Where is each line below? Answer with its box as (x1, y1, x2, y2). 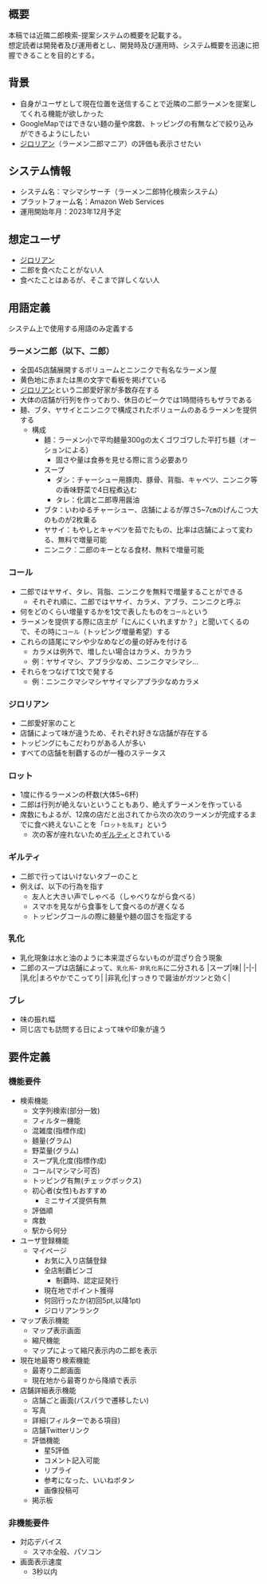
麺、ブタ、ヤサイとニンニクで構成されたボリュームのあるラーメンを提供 (19, 405, 257, 415)
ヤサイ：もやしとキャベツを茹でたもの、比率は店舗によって (43, 525, 239, 535)
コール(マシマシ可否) (31, 1165, 100, 1175)
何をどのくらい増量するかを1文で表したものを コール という (19, 607, 209, 616)
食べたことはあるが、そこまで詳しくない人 (19, 275, 160, 285)
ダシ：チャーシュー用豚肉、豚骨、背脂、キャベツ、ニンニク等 (55, 475, 257, 485)
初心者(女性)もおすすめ (31, 1185, 108, 1195)
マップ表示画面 (31, 1325, 81, 1335)
